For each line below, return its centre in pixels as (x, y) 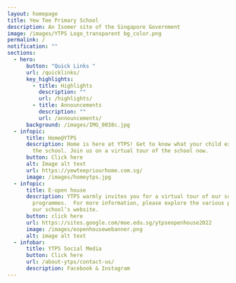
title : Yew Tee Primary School (53, 20)
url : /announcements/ (70, 118)
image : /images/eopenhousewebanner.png (84, 229)
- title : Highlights (63, 86)
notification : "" (33, 46)
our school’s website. (66, 210)
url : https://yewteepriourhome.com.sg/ (84, 170)
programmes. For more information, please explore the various (129, 203)
